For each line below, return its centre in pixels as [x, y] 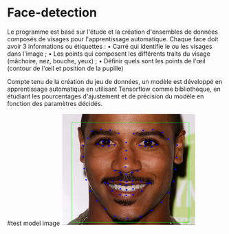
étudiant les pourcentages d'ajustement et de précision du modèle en [106, 96]
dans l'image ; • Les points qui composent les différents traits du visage [109, 54]
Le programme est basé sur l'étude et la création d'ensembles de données [113, 32]
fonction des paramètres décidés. [55, 103]
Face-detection [52, 13]
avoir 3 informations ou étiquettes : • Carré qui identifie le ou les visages [110, 46]
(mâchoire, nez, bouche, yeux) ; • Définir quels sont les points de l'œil [106, 61]
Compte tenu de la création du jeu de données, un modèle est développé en [115, 81]
